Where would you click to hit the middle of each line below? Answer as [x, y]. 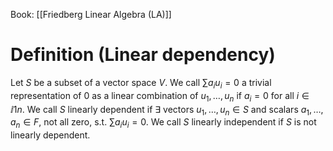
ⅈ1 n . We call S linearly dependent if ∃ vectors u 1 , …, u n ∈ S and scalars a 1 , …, [167, 110]
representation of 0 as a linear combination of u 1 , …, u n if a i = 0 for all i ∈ [160, 96]
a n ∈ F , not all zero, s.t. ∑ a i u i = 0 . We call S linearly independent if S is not [163, 123]
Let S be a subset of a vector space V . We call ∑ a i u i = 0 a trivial [141, 83]
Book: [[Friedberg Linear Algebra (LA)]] [91, 14]
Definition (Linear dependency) [143, 55]
